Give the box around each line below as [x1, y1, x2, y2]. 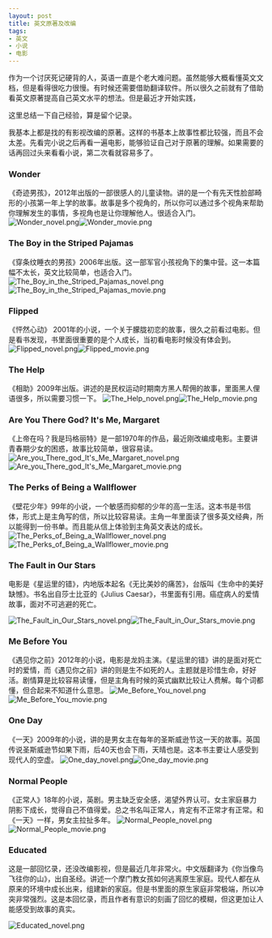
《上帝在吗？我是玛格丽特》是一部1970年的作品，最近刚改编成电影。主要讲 [8, 434, 258, 443]
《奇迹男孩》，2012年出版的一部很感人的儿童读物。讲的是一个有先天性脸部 [8, 188, 255, 198]
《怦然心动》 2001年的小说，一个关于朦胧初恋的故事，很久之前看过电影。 [8, 324, 253, 334]
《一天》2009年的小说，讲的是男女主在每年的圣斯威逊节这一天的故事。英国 [8, 735, 261, 744]
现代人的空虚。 [8, 755, 58, 765]
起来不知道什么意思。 [36, 686, 108, 696]
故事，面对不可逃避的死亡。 [8, 599, 101, 609]
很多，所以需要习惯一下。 [15, 394, 101, 404]
